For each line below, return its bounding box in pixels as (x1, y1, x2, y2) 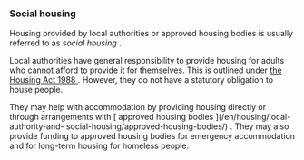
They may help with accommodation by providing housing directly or (9, 102, 266, 113)
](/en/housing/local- (215, 112, 291, 123)
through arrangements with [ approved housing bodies (9, 112, 214, 123)
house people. (9, 85, 64, 95)
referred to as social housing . (9, 37, 122, 48)
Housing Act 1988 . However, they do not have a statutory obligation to (9, 75, 274, 85)
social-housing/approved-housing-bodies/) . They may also (65, 121, 289, 132)
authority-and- (9, 121, 64, 132)
